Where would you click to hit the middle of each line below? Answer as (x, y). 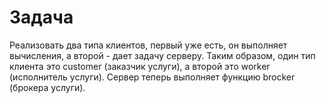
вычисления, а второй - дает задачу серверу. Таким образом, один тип (162, 55)
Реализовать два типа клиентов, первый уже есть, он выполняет (148, 45)
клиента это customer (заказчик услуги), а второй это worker (140, 66)
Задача (41, 17)
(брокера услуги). (47, 87)
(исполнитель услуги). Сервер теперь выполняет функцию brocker (152, 77)
